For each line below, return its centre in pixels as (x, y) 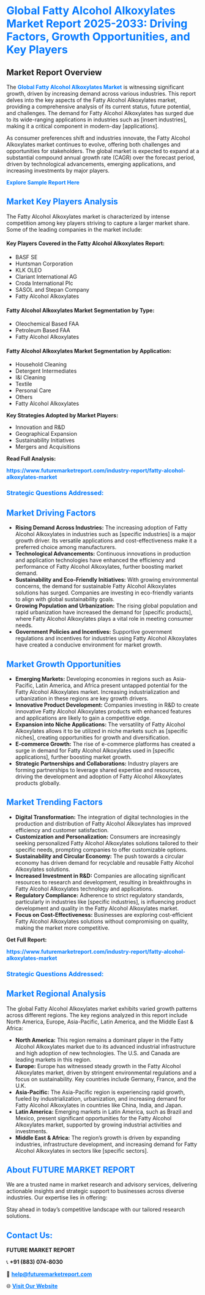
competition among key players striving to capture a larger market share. (98, 223)
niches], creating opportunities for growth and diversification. (92, 737)
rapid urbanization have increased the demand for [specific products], (104, 612)
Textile (24, 384)
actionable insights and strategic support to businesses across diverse (95, 1191)
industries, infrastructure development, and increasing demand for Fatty (106, 1144)
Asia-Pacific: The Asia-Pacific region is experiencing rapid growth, (100, 1092)
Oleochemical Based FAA (47, 324)
